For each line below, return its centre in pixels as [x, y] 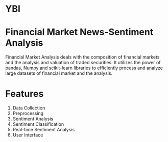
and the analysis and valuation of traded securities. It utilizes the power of [83, 63]
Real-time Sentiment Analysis [44, 130]
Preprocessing [28, 113]
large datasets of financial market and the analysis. [59, 73]
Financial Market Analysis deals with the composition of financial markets [82, 57]
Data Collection [29, 108]
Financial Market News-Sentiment [79, 32]
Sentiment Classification [38, 124]
